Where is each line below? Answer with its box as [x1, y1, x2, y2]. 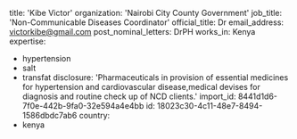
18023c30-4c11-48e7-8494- [157, 101, 263, 110]
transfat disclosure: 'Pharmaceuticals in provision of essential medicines [21, 72, 289, 83]
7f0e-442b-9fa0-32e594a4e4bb [21, 101, 144, 110]
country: [78, 110, 111, 120]
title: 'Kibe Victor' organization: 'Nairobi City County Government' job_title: [9, 8, 283, 18]
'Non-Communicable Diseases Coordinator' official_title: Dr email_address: [9, 17, 284, 28]
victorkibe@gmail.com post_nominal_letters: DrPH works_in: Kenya [9, 27, 256, 37]
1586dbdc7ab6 [21, 110, 78, 120]
